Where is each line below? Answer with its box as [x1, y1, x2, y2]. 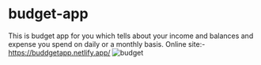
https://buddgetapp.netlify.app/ [8, 48, 111, 57]
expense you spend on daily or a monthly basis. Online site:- [8, 39, 206, 48]
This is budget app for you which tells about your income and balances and [8, 31, 254, 40]
